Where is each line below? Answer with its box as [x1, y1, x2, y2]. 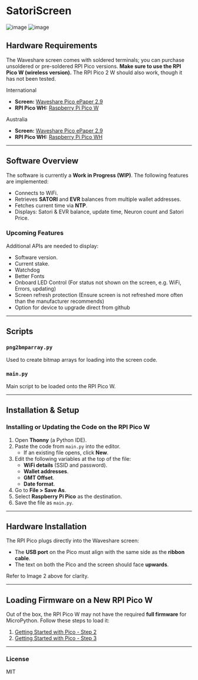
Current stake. [14, 260, 50, 267]
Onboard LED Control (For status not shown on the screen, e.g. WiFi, [14, 279, 181, 286]
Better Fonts [14, 272, 45, 279]
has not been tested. [6, 75, 56, 82]
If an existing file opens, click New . [23, 449, 109, 456]
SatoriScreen [6, 4, 72, 18]
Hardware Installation [6, 521, 87, 532]
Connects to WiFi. [14, 189, 58, 196]
